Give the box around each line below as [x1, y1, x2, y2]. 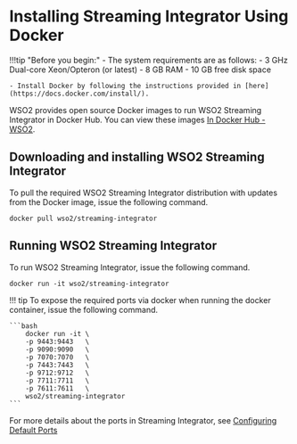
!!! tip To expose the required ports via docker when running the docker [9, 294, 271, 305]
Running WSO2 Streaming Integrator [9, 238, 217, 253]
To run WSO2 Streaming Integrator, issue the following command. [9, 261, 251, 273]
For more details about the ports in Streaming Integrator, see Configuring [9, 415, 277, 425]
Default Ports [9, 424, 58, 435]
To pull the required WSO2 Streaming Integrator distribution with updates [9, 187, 278, 198]
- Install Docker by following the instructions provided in [9, 81, 242, 90]
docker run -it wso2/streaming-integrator [9, 279, 169, 288]
